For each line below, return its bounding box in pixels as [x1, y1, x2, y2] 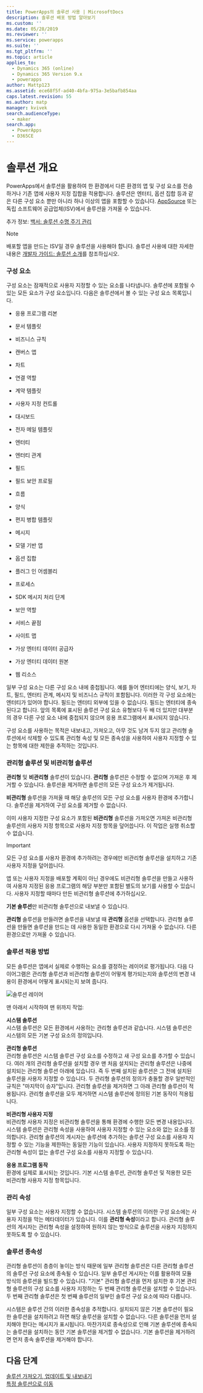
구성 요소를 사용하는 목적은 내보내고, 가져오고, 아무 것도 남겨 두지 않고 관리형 [6, 727, 187, 734]
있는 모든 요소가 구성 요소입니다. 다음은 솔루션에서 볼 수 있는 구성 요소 [6, 289, 171, 297]
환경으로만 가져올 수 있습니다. [6, 931, 76, 938]
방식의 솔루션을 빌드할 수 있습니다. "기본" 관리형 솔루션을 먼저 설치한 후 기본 [6, 1278, 186, 1285]
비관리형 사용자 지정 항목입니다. [6, 1176, 81, 1184]
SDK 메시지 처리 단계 [15, 593, 65, 601]
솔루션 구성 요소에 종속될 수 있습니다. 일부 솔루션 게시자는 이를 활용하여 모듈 [12, 1270, 192, 1277]
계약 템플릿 [15, 387, 42, 394]
